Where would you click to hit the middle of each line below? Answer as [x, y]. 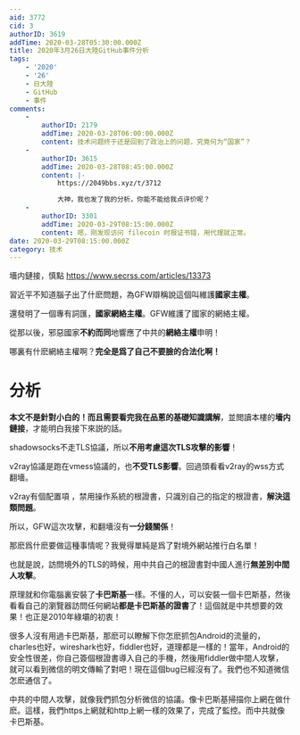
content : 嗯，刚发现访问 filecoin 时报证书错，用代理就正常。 [146, 233]
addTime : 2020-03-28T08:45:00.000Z [108, 167]
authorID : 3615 [70, 158]
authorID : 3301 [70, 216]
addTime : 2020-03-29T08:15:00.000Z [108, 224]
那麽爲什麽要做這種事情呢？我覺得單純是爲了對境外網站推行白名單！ [134, 546]
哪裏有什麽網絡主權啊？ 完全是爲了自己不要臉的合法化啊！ [115, 351]
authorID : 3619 [37, 34]
